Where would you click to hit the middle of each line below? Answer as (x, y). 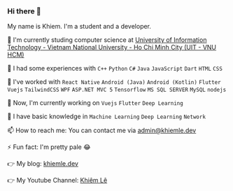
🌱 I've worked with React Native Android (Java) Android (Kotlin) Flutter (114, 82)
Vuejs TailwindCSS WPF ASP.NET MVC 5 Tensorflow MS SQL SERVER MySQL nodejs (117, 90)
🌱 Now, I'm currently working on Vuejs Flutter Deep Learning (95, 103)
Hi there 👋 (24, 11)
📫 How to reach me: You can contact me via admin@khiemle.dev (102, 130)
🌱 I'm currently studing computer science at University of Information (107, 40)
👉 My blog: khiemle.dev (43, 164)
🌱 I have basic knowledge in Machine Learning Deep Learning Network (107, 116)
